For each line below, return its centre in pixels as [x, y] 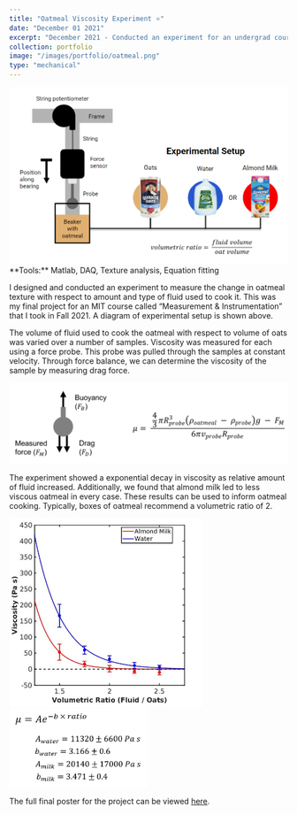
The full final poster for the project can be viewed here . [110, 802]
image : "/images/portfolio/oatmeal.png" [85, 56]
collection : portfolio [51, 47]
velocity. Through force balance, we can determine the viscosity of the [138, 361]
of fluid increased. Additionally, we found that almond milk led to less [135, 488]
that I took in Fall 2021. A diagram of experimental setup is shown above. [141, 315]
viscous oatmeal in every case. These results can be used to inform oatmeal [148, 496]
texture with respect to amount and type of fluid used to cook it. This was [143, 296]
